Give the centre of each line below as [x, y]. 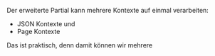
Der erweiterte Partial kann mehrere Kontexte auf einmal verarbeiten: [108, 10]
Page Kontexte [38, 32]
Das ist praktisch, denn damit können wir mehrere [80, 45]
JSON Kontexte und [46, 24]
